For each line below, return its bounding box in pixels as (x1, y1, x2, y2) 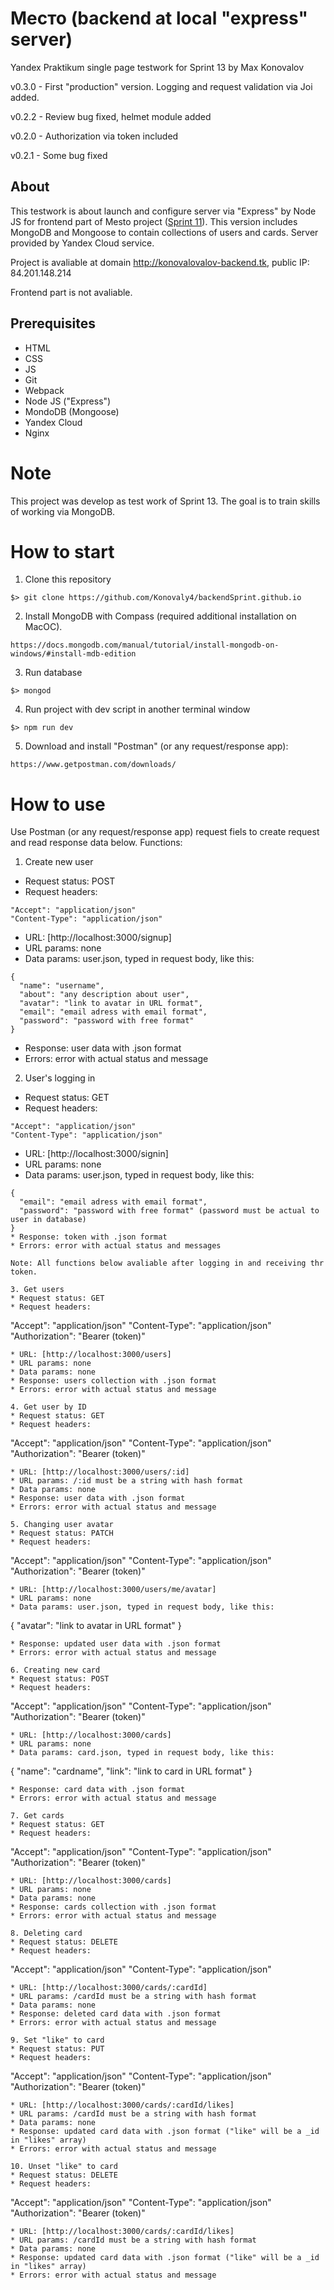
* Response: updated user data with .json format (10, 1639, 222, 1649)
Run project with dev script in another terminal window (24, 703, 251, 716)
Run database (24, 667, 83, 679)
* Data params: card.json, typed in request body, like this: (10, 1748, 275, 1758)
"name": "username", (19, 981, 105, 991)
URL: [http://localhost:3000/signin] (24, 1148, 169, 1160)
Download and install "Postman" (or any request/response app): (24, 740, 289, 752)
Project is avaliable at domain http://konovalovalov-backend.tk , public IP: (10, 256, 310, 268)
